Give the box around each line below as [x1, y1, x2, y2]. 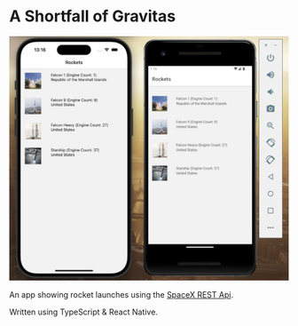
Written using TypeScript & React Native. [9, 306, 158, 317]
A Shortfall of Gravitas [9, 6, 176, 27]
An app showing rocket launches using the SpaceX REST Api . [9, 290, 233, 300]
